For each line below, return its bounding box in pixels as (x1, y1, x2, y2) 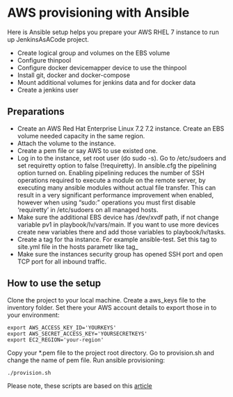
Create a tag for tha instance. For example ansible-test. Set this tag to (17, 235, 217, 243)
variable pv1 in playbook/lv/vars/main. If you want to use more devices (17, 220, 219, 229)
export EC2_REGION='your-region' (7, 336, 104, 343)
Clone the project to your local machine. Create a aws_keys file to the (7, 295, 207, 304)
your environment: (7, 311, 60, 319)
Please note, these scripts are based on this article (7, 381, 152, 390)
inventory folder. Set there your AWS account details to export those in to (7, 303, 217, 311)
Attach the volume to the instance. (17, 139, 116, 147)
